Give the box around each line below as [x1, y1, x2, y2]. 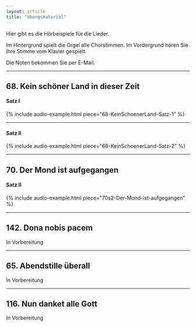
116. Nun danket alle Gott [6, 299, 97, 309]
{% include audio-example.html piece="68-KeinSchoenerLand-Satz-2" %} [6, 143, 185, 150]
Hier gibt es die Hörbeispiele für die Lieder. [6, 30, 110, 37]
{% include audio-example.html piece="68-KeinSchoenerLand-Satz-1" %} [6, 111, 185, 118]
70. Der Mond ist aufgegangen [6, 165, 119, 175]
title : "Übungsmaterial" [6, 14, 66, 20]
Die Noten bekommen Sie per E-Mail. [6, 59, 95, 66]
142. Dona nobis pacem [6, 223, 93, 233]
